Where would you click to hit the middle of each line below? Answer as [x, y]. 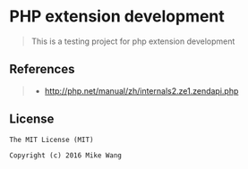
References [42, 69]
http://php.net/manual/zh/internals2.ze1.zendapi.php [141, 90]
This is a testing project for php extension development [133, 41]
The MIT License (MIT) [51, 139]
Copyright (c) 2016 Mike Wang [66, 155]
